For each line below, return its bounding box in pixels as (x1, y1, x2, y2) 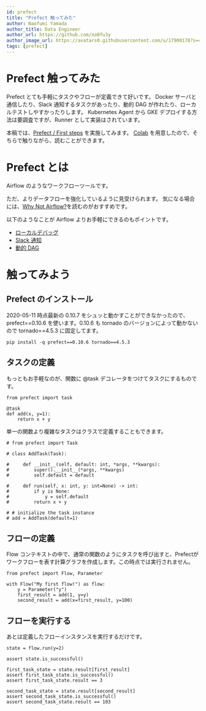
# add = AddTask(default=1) (6, 515, 78, 521)
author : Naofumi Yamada (6, 20, 67, 26)
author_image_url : (6, 37, 53, 44)
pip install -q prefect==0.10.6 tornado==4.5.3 (6, 339, 131, 345)
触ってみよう (6, 267, 71, 282)
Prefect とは (6, 161, 69, 174)
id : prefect (6, 9, 37, 15)
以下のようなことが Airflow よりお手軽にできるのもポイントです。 (6, 215, 172, 223)
